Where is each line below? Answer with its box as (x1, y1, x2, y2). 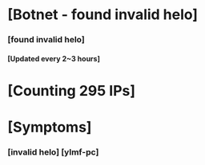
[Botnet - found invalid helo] (7, 6, 198, 24)
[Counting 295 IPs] (7, 81, 136, 100)
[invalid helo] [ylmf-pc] (7, 147, 99, 157)
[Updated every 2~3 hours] (7, 53, 101, 63)
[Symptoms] (7, 118, 92, 136)
